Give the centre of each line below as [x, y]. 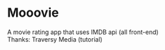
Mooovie [33, 13]
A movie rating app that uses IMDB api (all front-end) [83, 32]
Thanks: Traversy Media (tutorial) [55, 39]
